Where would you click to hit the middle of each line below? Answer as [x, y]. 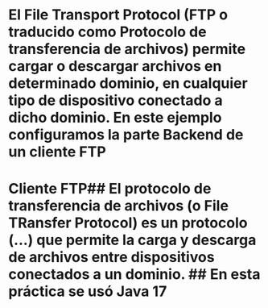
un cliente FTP [57, 152]
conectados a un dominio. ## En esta [134, 275]
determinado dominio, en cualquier [128, 83]
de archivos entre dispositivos [111, 258]
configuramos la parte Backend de [126, 135]
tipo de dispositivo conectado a [115, 100]
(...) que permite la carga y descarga [132, 240]
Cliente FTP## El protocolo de [110, 189]
